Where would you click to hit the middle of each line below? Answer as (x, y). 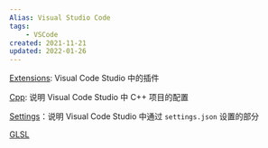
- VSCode (42, 34)
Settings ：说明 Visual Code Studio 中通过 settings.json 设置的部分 (134, 116)
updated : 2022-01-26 (48, 51)
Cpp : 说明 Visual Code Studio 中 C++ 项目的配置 (99, 97)
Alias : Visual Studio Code (60, 18)
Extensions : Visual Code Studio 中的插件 (84, 79)
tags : (19, 26)
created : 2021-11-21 (48, 43)
